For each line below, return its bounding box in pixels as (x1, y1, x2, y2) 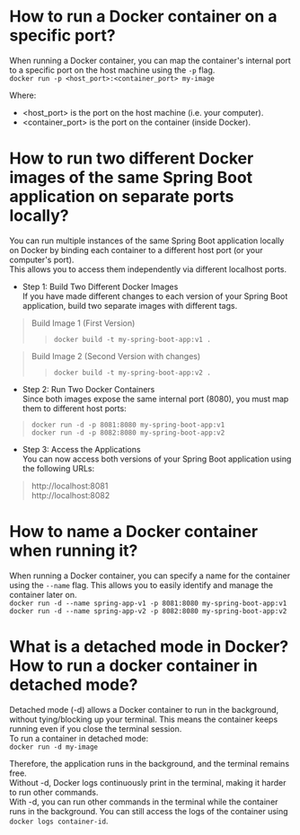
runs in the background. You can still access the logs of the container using (9, 805, 289, 816)
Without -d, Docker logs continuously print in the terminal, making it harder (9, 777, 287, 787)
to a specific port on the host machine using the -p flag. (9, 65, 216, 75)
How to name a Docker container (9, 522, 259, 542)
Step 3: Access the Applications (22, 444, 141, 454)
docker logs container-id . (9, 815, 109, 826)
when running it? (9, 541, 138, 561)
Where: (9, 90, 37, 101)
